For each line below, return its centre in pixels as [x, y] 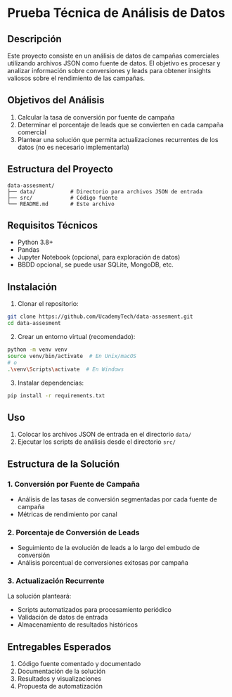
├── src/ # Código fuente [63, 198]
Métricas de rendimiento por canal [67, 514]
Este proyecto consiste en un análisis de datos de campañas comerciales [114, 56]
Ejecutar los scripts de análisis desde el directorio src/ [97, 442]
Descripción [34, 39]
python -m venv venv [38, 350]
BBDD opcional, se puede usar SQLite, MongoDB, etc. [96, 264]
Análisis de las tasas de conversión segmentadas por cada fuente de [117, 499]
